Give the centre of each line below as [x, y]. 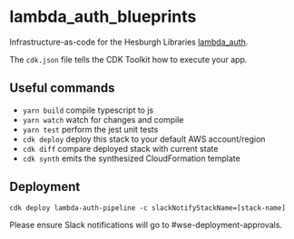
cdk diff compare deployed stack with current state [120, 148]
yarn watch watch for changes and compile [103, 119]
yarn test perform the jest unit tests [90, 129]
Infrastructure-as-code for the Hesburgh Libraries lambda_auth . [129, 42]
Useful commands [62, 88]
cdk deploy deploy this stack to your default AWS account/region [144, 139]
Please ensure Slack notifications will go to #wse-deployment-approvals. [146, 224]
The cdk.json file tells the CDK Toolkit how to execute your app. [128, 59]
